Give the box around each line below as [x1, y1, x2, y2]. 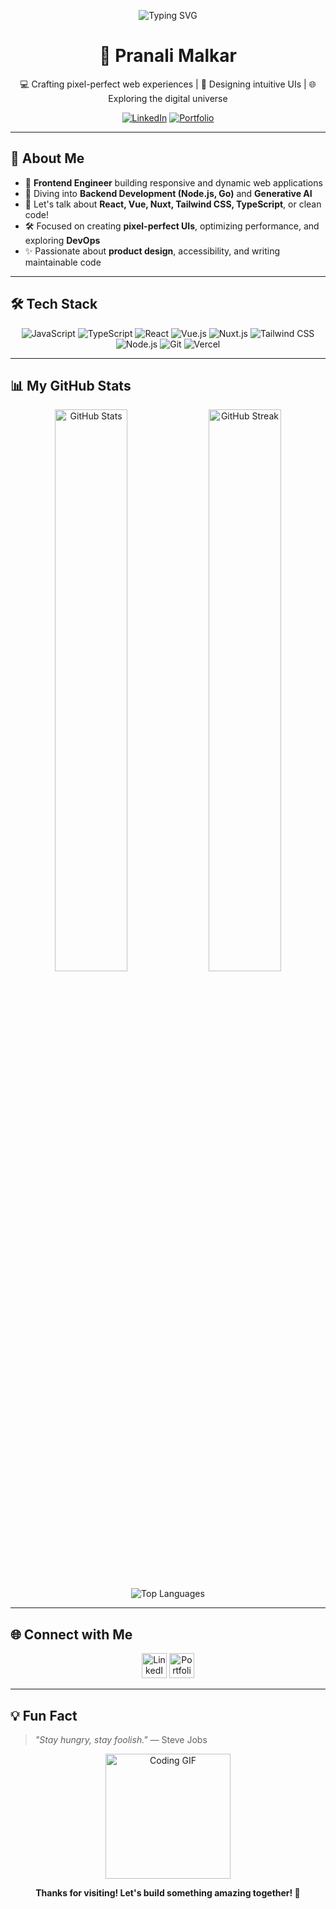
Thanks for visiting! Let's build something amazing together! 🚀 [35, 1887, 301, 1899]
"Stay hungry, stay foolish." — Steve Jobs [34, 1734, 208, 1745]
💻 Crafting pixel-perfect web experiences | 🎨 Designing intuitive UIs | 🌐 [19, 78, 317, 90]
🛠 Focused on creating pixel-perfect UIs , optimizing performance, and [24, 220, 320, 232]
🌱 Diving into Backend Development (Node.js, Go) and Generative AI [24, 187, 313, 199]
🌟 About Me [10, 150, 85, 167]
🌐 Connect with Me [10, 1626, 133, 1643]
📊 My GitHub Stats [10, 377, 132, 394]
